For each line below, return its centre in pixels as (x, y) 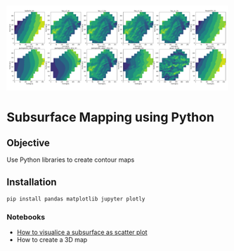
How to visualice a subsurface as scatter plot (82, 232)
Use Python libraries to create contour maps (71, 160)
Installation (32, 182)
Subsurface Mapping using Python (111, 117)
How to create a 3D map (52, 240)
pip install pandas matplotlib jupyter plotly (76, 199)
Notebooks (26, 217)
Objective (28, 143)
